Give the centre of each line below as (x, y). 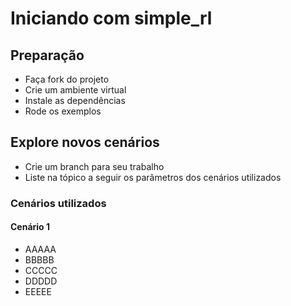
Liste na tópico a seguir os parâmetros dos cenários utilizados (153, 177)
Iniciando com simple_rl (111, 18)
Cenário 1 (30, 227)
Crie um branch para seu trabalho (94, 166)
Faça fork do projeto (67, 79)
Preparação (47, 55)
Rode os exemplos (63, 111)
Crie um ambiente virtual (75, 90)
